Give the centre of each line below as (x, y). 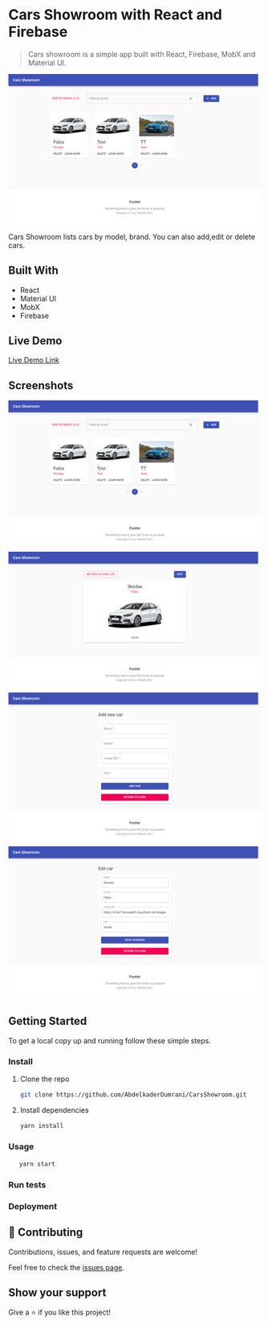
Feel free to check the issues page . (66, 1267)
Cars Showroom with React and (116, 15)
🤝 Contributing (46, 1232)
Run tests (27, 1184)
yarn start (37, 1164)
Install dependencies (55, 1110)
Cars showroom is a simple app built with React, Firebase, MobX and (142, 54)
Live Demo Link (34, 360)
